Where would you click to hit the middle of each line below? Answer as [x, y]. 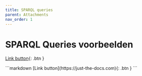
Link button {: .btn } [25, 58]
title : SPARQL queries [29, 10]
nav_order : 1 [19, 19]
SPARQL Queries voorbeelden [69, 44]
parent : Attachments [27, 15]
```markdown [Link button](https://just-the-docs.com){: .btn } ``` [71, 68]
